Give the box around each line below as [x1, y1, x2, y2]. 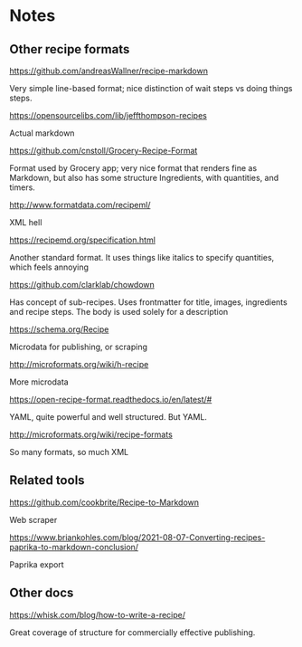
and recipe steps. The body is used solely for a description [9, 307, 229, 317]
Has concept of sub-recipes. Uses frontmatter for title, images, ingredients [9, 297, 288, 308]
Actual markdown [9, 128, 75, 138]
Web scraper [9, 514, 58, 525]
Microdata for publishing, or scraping [9, 341, 147, 352]
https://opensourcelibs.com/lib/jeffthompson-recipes [9, 110, 208, 120]
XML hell [9, 217, 42, 227]
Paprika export [9, 558, 65, 570]
